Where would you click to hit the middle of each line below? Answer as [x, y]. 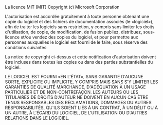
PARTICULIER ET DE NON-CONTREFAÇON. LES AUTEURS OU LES [72, 92]
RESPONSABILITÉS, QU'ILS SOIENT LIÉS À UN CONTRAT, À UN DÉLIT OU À [81, 107]
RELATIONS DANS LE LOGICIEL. [37, 118]
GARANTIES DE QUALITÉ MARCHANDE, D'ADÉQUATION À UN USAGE [75, 87]
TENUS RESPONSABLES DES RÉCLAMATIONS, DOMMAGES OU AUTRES [78, 102]
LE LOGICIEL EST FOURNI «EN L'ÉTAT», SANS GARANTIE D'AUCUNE [74, 77]
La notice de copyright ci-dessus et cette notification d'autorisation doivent [81, 57]
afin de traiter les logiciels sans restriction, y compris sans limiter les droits [80, 27]
